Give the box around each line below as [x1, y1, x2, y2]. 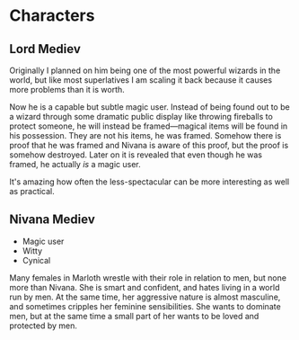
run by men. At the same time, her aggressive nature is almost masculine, [9, 291, 281, 302]
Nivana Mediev [9, 212, 96, 228]
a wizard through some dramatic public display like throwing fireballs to [9, 112, 274, 121]
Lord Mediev [9, 41, 81, 57]
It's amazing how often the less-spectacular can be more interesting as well [9, 176, 290, 187]
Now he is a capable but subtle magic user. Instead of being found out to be [9, 102, 290, 112]
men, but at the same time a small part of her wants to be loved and [9, 310, 259, 321]
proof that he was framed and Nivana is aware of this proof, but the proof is [9, 140, 289, 150]
